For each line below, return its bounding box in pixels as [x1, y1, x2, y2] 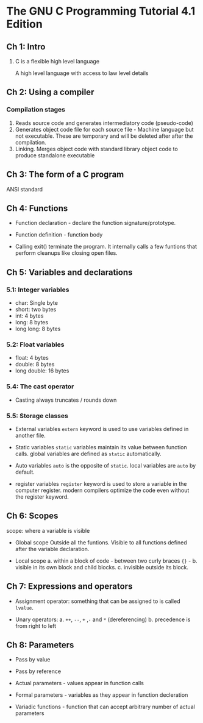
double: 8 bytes [15, 361, 55, 368]
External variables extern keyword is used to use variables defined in [15, 425, 189, 432]
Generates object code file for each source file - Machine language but [15, 126, 194, 133]
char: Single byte [15, 299, 58, 306]
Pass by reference [15, 668, 62, 675]
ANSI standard [6, 185, 43, 193]
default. [15, 468, 35, 475]
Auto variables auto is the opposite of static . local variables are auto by [15, 461, 196, 469]
